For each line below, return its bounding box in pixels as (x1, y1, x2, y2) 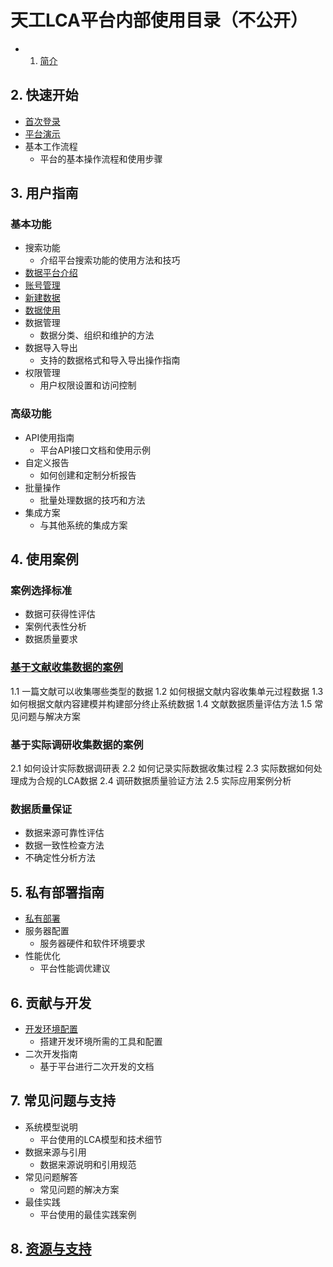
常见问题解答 (24, 1171, 78, 1183)
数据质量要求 (24, 633, 78, 645)
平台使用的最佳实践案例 (39, 1208, 137, 1220)
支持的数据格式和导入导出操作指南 (39, 354, 181, 366)
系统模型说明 (24, 1121, 78, 1133)
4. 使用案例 (10, 551, 79, 568)
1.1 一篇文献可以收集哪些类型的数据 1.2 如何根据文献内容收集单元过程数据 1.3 (10, 685, 324, 697)
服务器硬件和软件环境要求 (39, 937, 146, 950)
